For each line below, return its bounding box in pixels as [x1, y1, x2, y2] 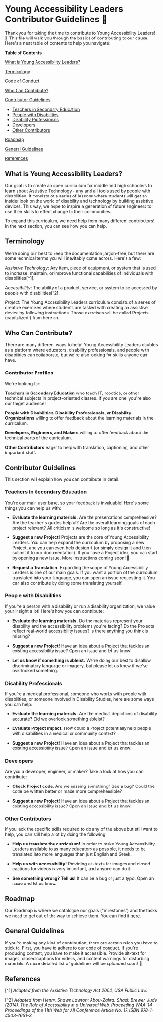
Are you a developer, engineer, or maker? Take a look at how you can [5, 768, 144, 774]
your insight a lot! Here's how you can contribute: [5, 609, 104, 614]
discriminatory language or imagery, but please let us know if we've [12, 663, 148, 668]
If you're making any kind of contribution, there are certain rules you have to [5, 940, 158, 945]
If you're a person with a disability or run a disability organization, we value [5, 603, 155, 609]
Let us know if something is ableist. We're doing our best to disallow [12, 657, 151, 664]
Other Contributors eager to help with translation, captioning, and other [5, 444, 149, 450]
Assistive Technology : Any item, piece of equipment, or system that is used [5, 265, 156, 271]
